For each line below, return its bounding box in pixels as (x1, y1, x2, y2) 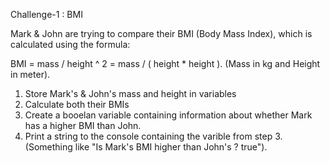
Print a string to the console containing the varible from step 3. (24, 130, 283, 142)
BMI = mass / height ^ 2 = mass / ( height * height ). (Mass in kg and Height (10, 58, 321, 69)
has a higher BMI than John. (24, 120, 142, 131)
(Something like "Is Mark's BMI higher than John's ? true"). (24, 141, 268, 153)
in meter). (10, 69, 51, 80)
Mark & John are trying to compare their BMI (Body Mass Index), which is (10, 28, 313, 39)
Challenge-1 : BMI (10, 9, 83, 20)
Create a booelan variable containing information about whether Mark (24, 109, 313, 121)
